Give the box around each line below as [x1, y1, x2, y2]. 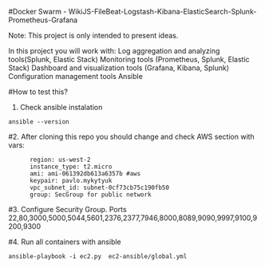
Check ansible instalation [19, 103, 103, 112]
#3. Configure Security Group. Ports [8, 205, 127, 214]
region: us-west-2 [29, 156, 91, 164]
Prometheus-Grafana [8, 15, 78, 25]
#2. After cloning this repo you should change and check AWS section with [8, 132, 255, 141]
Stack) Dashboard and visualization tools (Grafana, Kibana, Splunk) [8, 63, 230, 73]
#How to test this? [8, 87, 68, 97]
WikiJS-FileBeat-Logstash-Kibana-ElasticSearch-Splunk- [68, 7, 257, 16]
